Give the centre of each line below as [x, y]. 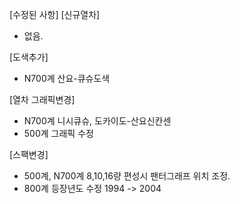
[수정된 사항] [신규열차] [55, 14]
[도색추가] [29, 57]
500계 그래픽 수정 [58, 133]
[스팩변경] [29, 154]
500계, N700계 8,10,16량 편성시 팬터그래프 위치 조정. [127, 176]
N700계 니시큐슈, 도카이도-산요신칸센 [97, 121]
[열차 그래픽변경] [42, 99]
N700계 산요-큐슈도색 [67, 78]
